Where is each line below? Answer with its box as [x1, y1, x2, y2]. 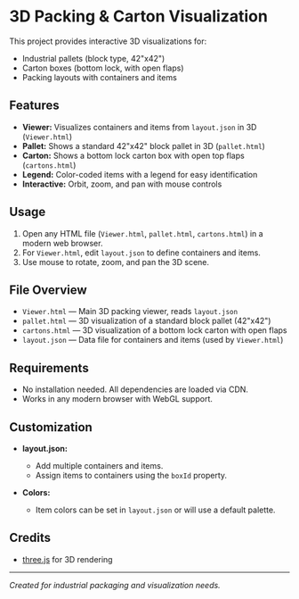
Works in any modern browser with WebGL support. [21, 394, 214, 404]
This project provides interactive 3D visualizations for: [9, 36, 207, 46]
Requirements [9, 360, 89, 376]
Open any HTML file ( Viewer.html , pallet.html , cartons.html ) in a [21, 228, 264, 238]
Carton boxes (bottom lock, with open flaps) [21, 62, 184, 73]
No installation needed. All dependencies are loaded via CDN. [21, 384, 249, 395]
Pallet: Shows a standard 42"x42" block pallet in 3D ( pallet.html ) [21, 140, 265, 151]
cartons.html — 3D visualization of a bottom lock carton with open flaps [21, 325, 287, 336]
